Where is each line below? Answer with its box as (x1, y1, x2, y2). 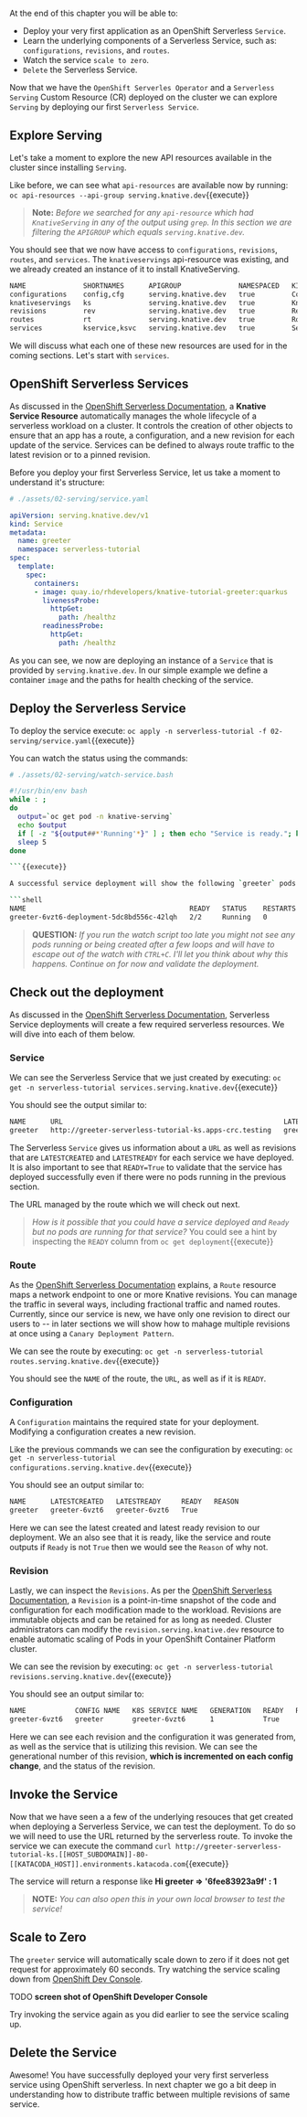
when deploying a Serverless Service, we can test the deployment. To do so (9, 1821, 296, 1832)
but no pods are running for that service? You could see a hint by (31, 1226, 278, 1237)
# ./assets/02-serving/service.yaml (9, 494, 149, 504)
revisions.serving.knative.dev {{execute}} (9, 1671, 172, 1682)
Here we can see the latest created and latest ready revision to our (9, 1522, 260, 1534)
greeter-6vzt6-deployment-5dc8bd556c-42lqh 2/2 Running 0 (9, 912, 268, 921)
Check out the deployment (9, 984, 164, 1000)
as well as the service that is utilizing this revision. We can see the (9, 1741, 258, 1752)
